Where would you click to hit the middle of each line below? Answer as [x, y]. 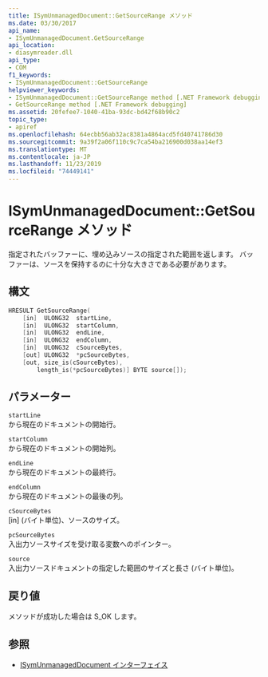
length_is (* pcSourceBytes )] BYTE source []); [112, 370]
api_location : [32, 46]
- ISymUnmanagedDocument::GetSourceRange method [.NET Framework [119, 97]
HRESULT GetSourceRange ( [49, 311]
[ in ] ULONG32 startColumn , [71, 325]
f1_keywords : [30, 75]
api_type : [25, 61]
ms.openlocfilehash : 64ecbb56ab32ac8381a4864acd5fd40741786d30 [116, 134]
